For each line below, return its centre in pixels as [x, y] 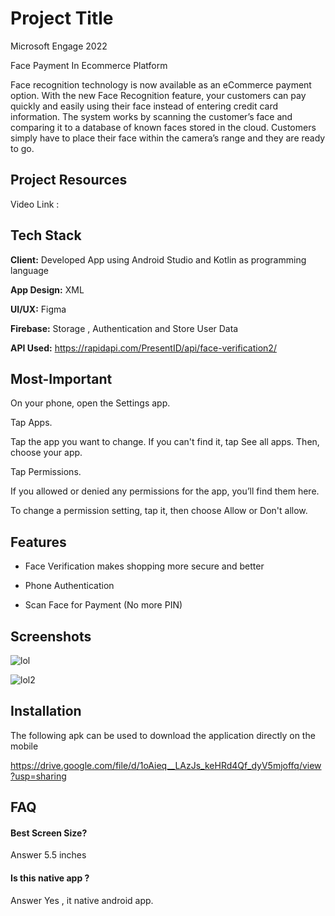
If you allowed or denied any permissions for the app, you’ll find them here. [165, 491]
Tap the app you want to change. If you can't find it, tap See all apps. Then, [165, 442]
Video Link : [35, 204]
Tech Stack [46, 235]
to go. [22, 148]
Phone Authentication [69, 586]
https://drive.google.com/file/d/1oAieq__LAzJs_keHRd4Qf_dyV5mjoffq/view [166, 765]
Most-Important [61, 378]
